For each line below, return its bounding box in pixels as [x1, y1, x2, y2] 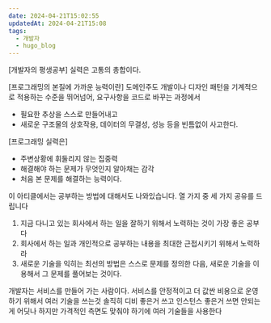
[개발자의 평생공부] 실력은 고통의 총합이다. [8, 65, 142, 75]
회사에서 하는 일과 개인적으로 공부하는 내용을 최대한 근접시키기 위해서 [19, 239, 239, 249]
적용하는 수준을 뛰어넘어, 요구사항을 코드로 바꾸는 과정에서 [16, 92, 201, 102]
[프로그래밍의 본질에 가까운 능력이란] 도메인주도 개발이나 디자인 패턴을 [8, 82, 231, 92]
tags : [8, 27, 27, 35]
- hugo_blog [15, 42, 57, 50]
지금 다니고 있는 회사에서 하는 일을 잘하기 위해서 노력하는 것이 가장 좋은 [19, 219, 245, 229]
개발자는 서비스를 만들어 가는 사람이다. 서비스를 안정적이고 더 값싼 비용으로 [8, 286, 244, 296]
